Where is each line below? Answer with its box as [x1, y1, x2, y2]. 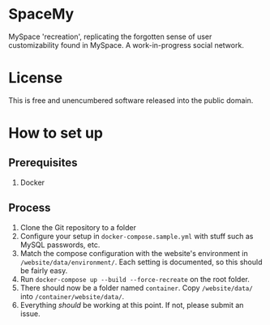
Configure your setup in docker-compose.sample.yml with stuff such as [19, 231, 254, 241]
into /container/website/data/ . [19, 291, 125, 301]
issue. [19, 309, 41, 319]
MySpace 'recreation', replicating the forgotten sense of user [8, 32, 212, 41]
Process [8, 201, 51, 215]
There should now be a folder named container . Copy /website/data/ [19, 283, 253, 293]
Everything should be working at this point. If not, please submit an [19, 300, 244, 310]
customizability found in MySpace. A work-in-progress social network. [8, 40, 245, 49]
